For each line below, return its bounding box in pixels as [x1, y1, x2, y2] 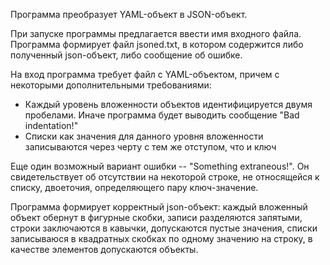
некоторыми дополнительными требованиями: [10, 79, 212, 91]
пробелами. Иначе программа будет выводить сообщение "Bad [24, 109, 300, 121]
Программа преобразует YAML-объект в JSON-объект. [10, 9, 248, 20]
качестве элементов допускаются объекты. [10, 244, 199, 255]
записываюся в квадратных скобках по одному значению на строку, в [10, 233, 313, 244]
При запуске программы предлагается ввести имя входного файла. [10, 28, 302, 39]
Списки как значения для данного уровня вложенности [24, 130, 264, 142]
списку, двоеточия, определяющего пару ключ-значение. [10, 182, 259, 193]
